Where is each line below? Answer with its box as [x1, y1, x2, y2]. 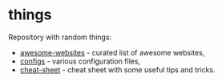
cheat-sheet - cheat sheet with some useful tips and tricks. [19, 64, 216, 74]
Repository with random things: [8, 32, 112, 42]
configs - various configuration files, [19, 56, 141, 66]
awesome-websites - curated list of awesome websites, [19, 47, 205, 57]
